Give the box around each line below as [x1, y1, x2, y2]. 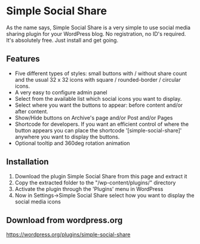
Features [6, 54, 40, 64]
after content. [14, 107, 49, 115]
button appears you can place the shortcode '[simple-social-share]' [14, 126, 182, 134]
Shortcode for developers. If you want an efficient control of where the [14, 121, 189, 128]
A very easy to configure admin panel [14, 88, 107, 96]
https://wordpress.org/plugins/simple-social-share [6, 231, 131, 238]
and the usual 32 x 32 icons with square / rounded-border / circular [14, 76, 181, 83]
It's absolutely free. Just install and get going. [6, 36, 118, 44]
